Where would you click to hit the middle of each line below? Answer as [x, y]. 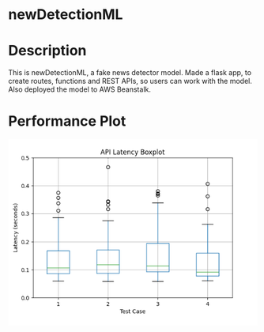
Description [47, 51]
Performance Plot [67, 121]
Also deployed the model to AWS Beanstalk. [80, 89]
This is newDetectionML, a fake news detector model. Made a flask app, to [130, 73]
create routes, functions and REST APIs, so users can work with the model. [130, 81]
